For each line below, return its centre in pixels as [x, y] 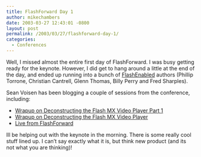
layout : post [22, 28]
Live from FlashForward [44, 123]
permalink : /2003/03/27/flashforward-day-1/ [63, 34]
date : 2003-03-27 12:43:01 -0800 [48, 23]
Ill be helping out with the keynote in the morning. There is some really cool [99, 134]
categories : [21, 39]
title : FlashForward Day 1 [40, 12]
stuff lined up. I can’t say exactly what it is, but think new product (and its [96, 141]
